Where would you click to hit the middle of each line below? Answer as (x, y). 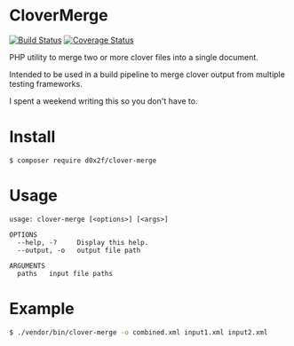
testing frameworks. (46, 83)
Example (42, 309)
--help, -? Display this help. (83, 242)
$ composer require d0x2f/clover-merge (83, 161)
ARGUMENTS (28, 266)
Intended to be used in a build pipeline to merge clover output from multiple (147, 74)
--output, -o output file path (79, 250)
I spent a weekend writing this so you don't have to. (103, 101)
